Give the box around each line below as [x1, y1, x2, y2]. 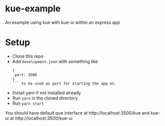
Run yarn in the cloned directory [12, 95, 78, 101]
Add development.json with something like [12, 58, 98, 64]
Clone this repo [12, 53, 43, 59]
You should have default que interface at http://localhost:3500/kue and [5, 110, 150, 116]
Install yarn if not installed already [12, 90, 82, 96]
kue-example [5, 3, 61, 14]
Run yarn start [12, 100, 44, 106]
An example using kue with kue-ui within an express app [5, 19, 120, 25]
